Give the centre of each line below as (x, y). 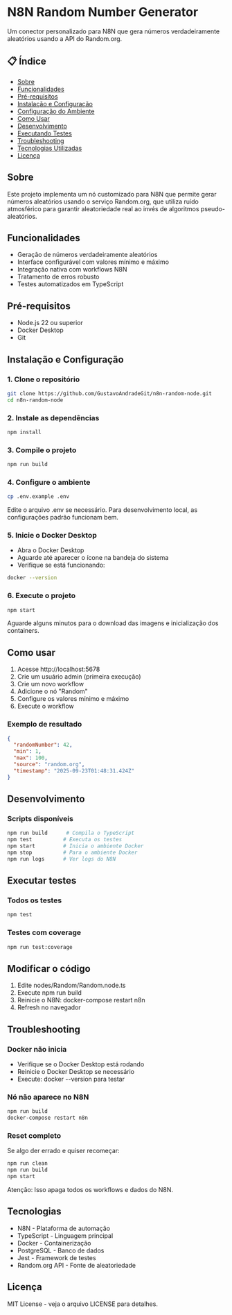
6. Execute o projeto (42, 596)
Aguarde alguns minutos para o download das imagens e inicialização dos (113, 623)
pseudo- (213, 208)
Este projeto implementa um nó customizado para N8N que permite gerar (112, 194)
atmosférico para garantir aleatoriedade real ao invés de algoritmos (103, 208)
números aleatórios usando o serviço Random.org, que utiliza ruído (103, 201)
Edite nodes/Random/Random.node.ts (71, 985)
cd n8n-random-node (35, 400)
